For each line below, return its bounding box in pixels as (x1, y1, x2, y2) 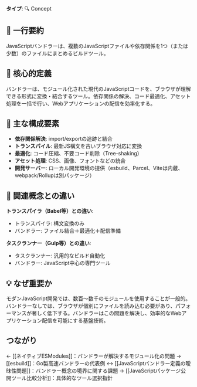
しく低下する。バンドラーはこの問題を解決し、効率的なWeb (36, 310, 182, 317)
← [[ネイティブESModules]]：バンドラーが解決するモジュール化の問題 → (6, 352, 182, 359)
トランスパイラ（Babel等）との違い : (6, 208, 94, 215)
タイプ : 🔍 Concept (6, 5, 52, 12)
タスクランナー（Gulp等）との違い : (6, 240, 91, 247)
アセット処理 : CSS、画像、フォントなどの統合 (14, 157, 126, 164)
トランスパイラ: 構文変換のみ (14, 220, 85, 227)
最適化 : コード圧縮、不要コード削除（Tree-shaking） (14, 150, 142, 157)
